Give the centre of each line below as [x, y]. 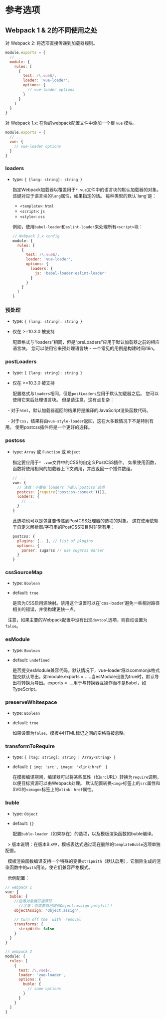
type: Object [25, 814]
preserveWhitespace [31, 702]
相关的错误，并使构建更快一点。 [45, 610]
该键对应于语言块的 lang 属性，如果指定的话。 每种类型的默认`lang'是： [84, 196]
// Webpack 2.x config [36, 236]
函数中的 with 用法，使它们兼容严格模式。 [51, 867]
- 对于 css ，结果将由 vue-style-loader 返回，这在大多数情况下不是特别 [78, 421]
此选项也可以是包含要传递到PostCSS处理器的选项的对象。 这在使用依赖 [85, 520]
